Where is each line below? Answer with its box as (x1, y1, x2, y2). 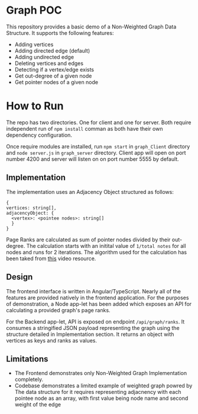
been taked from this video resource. (6, 255, 96, 262)
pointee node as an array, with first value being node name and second (14, 394, 189, 402)
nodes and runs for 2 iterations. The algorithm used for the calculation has (6, 248, 187, 255)
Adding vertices (14, 41, 54, 48)
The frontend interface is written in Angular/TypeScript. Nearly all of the (6, 287, 181, 295)
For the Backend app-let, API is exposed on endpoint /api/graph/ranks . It (6, 318, 185, 325)
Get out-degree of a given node (14, 72, 92, 79)
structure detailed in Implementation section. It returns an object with (6, 331, 174, 338)
